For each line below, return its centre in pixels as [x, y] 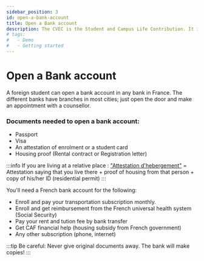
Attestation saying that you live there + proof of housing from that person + [100, 172]
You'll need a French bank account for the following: [72, 190]
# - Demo [20, 40]
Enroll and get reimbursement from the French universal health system [103, 208]
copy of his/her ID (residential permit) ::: [56, 178]
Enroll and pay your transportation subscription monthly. [85, 202]
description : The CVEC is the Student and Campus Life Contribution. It [100, 29]
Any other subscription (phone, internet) [66, 234]
